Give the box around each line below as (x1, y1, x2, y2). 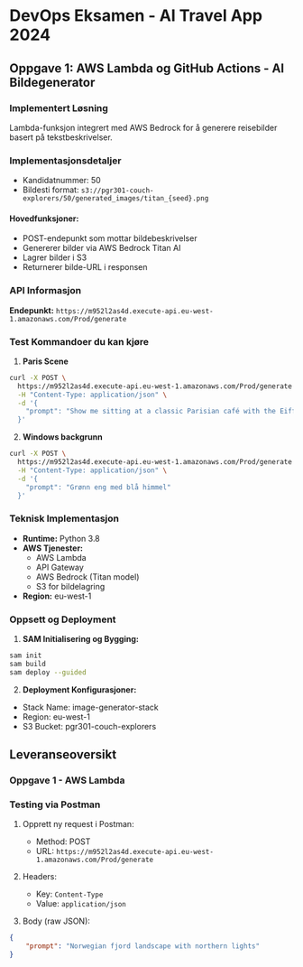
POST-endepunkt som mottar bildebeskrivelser (22, 233, 197, 244)
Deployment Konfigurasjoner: (22, 683, 137, 695)
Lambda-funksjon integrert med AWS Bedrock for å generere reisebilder (9, 122, 278, 133)
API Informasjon (9, 284, 82, 297)
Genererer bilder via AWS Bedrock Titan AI (22, 243, 181, 254)
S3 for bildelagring (35, 581, 106, 591)
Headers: (22, 871, 57, 882)
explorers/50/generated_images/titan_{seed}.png (22, 194, 209, 203)
